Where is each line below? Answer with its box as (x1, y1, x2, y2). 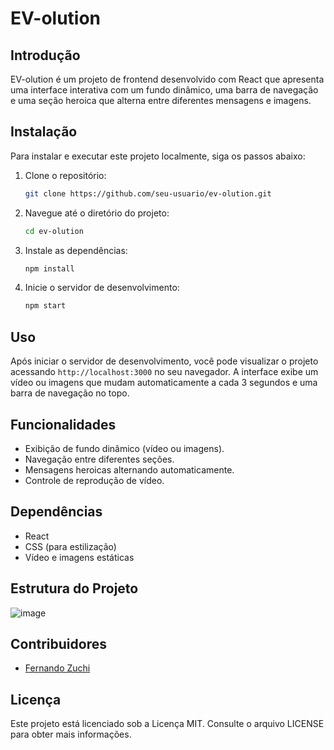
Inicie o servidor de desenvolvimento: (24, 282, 180, 294)
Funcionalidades (10, 416, 117, 433)
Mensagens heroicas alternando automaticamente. (24, 463, 235, 476)
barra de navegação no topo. (10, 387, 130, 399)
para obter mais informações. (10, 728, 132, 741)
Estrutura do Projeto (10, 580, 139, 597)
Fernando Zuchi (24, 662, 91, 674)
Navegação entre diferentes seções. (24, 453, 175, 465)
